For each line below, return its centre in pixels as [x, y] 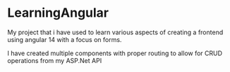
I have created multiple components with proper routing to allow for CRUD [115, 53]
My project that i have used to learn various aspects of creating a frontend [115, 32]
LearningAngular [58, 13]
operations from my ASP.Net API [55, 60]
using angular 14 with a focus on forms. [65, 39]
